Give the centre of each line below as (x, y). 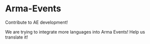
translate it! (17, 37)
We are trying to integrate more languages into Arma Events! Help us (75, 32)
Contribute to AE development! (37, 22)
